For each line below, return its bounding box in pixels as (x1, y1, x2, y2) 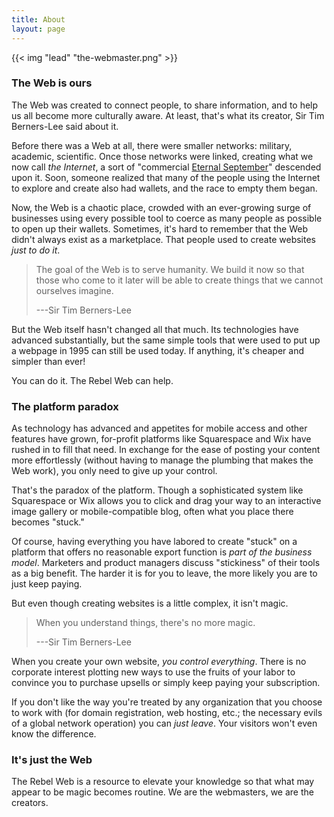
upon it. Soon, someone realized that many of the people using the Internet (11, 171, 321, 183)
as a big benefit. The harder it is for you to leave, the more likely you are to (11, 567, 318, 580)
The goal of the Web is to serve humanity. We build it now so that (35, 263, 305, 275)
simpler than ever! (11, 355, 86, 367)
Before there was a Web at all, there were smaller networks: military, (11, 139, 293, 151)
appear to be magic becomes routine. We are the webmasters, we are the (11, 786, 314, 798)
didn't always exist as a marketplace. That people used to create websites (11, 233, 316, 245)
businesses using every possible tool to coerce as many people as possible (11, 212, 323, 224)
